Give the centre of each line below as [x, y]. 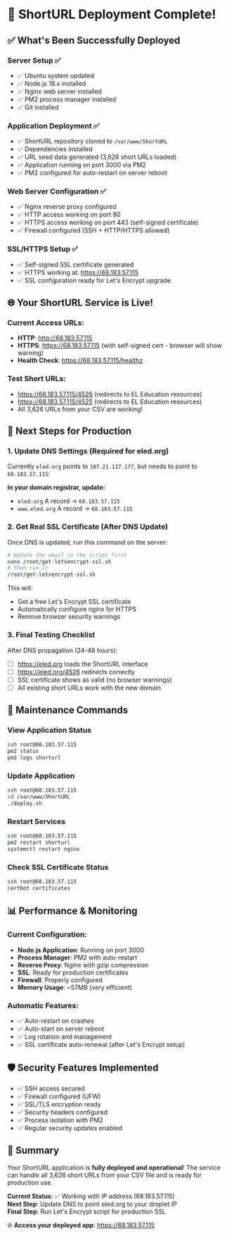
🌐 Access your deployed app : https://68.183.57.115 [81, 1225]
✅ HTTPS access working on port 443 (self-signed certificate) [108, 223]
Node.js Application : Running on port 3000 [80, 950]
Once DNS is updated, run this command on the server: [87, 542]
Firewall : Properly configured [60, 979]
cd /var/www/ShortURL [39, 797]
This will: [20, 588]
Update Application [41, 776]
